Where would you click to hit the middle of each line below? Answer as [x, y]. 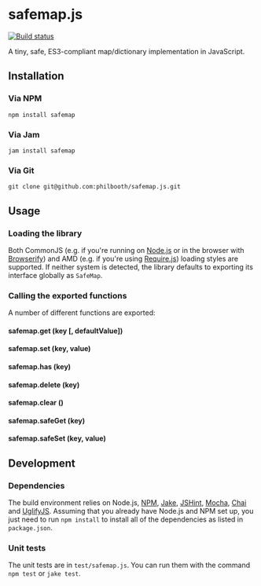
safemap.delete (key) [44, 385]
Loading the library [45, 233]
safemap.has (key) [40, 366]
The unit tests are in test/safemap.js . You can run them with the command [129, 565]
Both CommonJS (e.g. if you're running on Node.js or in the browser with [127, 250]
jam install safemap [42, 151]
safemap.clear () [36, 403]
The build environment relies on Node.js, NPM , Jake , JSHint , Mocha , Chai [127, 503]
